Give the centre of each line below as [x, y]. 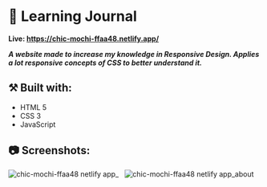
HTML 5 [33, 107]
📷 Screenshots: [49, 150]
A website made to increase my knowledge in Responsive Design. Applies [134, 54]
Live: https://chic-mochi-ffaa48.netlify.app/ [84, 39]
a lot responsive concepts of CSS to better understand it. [105, 63]
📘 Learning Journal [73, 16]
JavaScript [38, 124]
